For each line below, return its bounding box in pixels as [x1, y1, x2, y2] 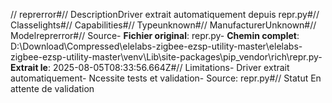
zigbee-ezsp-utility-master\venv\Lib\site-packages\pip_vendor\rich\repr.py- [10, 51, 323, 63]
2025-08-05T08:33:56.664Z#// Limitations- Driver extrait [52, 62, 290, 73]
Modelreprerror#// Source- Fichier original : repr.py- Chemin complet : [10, 30, 300, 41]
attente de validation [10, 83, 95, 94]
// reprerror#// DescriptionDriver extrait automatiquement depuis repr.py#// [10, 9, 320, 20]
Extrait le [10, 62, 48, 73]
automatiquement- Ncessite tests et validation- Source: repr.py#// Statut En [10, 72, 322, 84]
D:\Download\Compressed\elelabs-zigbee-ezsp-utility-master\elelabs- [10, 40, 303, 52]
